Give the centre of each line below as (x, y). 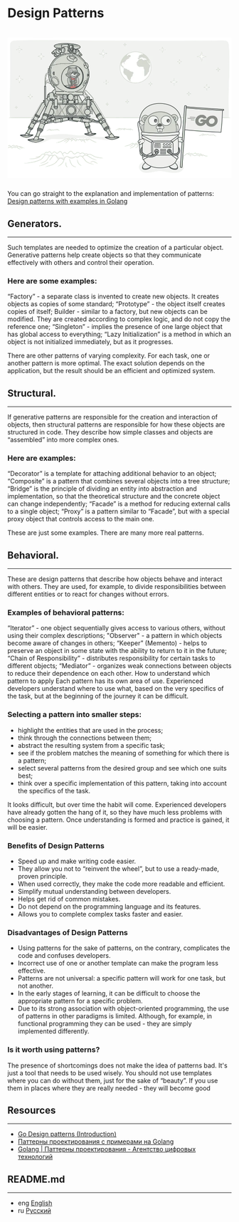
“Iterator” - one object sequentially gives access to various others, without (116, 628)
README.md (36, 1179)
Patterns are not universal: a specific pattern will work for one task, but (122, 978)
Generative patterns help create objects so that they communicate (105, 255)
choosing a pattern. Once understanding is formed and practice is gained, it (118, 820)
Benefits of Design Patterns (56, 845)
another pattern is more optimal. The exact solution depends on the (106, 363)
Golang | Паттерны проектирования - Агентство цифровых (107, 1149)
